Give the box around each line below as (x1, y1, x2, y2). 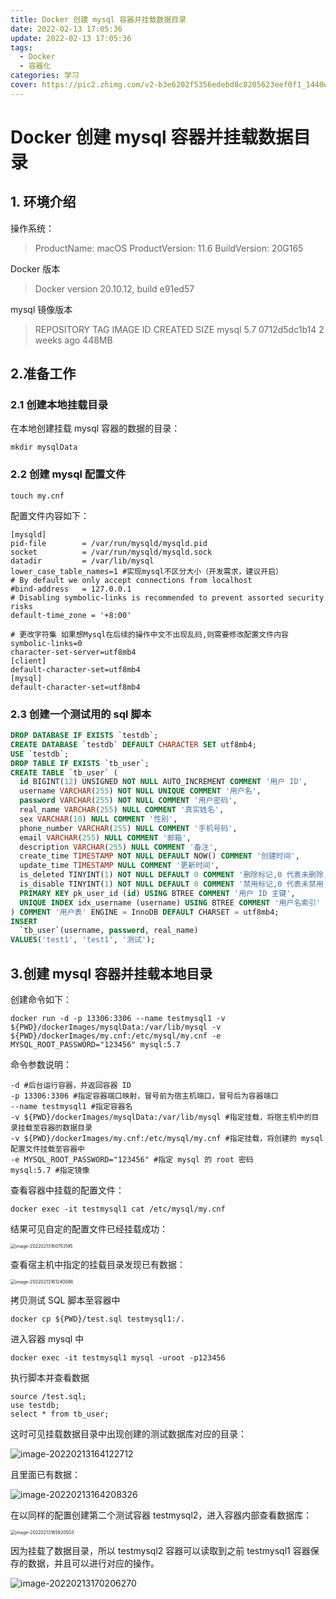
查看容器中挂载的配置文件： (10, 1184, 125, 1196)
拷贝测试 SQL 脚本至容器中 (10, 1294, 121, 1306)
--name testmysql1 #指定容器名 (10, 1101, 133, 1111)
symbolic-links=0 (10, 638, 83, 648)
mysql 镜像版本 (10, 303, 73, 315)
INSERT (10, 916, 38, 926)
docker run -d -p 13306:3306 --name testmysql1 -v (10, 1013, 226, 1023)
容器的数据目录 (39, 1122, 93, 1133)
